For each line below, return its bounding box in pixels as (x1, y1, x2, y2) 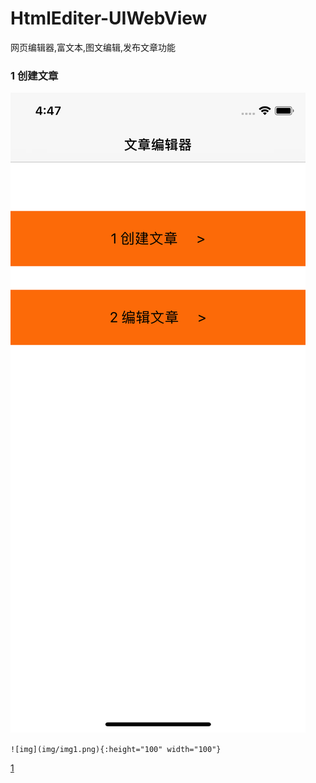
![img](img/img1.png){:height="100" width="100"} (10, 745, 222, 755)
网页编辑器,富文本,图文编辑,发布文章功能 (10, 41, 177, 53)
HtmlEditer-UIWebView (10, 7, 208, 30)
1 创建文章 (10, 68, 59, 82)
